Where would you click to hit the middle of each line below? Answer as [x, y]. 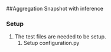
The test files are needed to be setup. [60, 37]
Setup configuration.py [51, 43]
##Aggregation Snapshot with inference [55, 9]
